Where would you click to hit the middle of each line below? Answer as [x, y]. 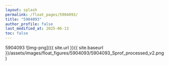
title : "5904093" [24, 19]
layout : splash [21, 10]
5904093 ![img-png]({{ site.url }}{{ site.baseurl [54, 48]
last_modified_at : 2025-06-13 [37, 29]
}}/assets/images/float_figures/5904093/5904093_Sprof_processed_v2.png [85, 53]
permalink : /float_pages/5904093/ [42, 15]
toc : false [17, 33]
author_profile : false [29, 24]
